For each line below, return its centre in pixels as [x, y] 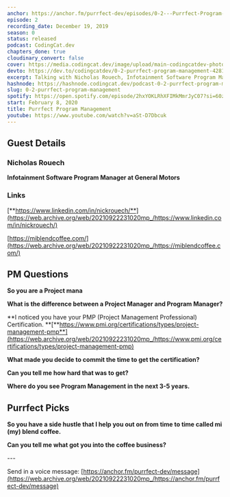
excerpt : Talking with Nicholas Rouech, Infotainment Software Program [111, 77]
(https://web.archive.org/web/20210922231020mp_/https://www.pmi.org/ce [114, 339]
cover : [16, 64]
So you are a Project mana [45, 291]
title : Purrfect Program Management [59, 109]
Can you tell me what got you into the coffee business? [87, 445]
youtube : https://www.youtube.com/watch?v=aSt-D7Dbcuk [87, 115]
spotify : [20, 97]
